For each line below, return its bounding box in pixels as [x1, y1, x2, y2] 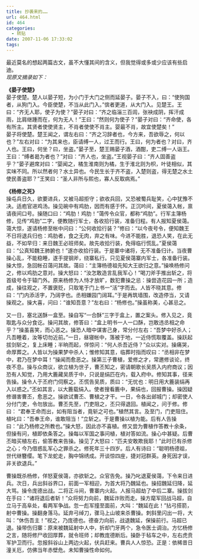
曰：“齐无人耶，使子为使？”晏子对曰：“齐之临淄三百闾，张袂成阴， [6, 108, 169, 116]
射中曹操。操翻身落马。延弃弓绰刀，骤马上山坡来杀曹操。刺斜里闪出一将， [6, 509, 188, 516]
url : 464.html [6, 14, 41, 20]
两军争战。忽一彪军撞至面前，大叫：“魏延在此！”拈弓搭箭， [47, 501, 192, 509]
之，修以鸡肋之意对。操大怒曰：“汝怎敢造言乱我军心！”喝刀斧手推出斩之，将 [6, 269, 192, 276]
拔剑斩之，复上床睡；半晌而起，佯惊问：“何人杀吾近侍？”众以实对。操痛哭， [6, 341, 192, 348]
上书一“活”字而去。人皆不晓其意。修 [94, 284, 182, 291]
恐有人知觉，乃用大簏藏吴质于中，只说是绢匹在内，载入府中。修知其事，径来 [6, 370, 193, 378]
